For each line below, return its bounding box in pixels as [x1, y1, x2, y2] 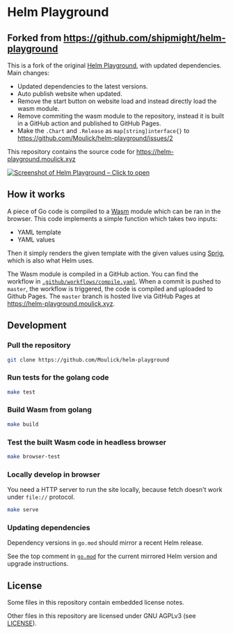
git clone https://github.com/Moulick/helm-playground [7, 356, 170, 363]
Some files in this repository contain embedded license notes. [7, 598, 184, 607]
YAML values [17, 235, 56, 244]
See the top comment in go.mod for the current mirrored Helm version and [7, 552, 218, 561]
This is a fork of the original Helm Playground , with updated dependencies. [7, 61, 222, 70]
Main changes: [7, 69, 50, 77]
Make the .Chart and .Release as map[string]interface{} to [17, 127, 190, 134]
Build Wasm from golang [7, 405, 92, 415]
